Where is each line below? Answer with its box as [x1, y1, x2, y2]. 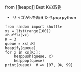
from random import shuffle [5, 24, 62, 29]
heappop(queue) [14, 58, 45, 63]
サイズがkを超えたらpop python [12, 15, 77, 20]
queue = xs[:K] [5, 41, 36, 46]
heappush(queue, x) [14, 54, 54, 59]
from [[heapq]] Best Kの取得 [5, 4, 62, 10]
